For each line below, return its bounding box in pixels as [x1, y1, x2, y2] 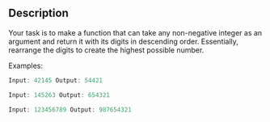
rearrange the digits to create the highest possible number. [8, 44, 205, 55]
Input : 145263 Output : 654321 [8, 90, 111, 99]
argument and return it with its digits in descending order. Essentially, [8, 36, 238, 46]
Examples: [8, 61, 43, 70]
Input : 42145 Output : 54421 [8, 76, 103, 84]
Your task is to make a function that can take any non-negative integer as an [8, 27, 263, 37]
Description [8, 6, 69, 20]
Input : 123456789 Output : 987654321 [8, 105, 132, 114]
